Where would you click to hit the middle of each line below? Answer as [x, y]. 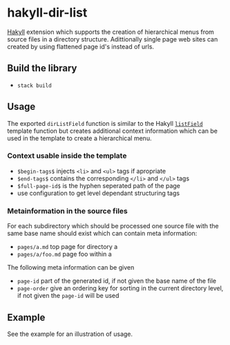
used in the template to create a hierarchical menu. [79, 138]
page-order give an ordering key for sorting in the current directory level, [120, 288]
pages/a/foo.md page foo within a [64, 254]
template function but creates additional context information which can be [112, 131]
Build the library [42, 68]
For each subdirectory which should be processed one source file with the [113, 226]
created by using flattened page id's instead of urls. [80, 46]
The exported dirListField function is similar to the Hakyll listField [105, 123]
